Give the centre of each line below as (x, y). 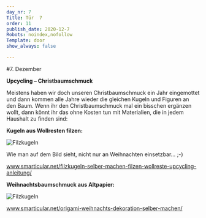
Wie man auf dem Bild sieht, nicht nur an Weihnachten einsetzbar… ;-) (95, 154)
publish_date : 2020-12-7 (38, 29)
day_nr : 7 (19, 12)
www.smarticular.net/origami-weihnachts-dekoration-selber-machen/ (94, 208)
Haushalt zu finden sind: (37, 118)
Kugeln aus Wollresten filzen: (44, 130)
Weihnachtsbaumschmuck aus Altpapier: (60, 184)
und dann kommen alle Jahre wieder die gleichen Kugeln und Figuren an (98, 99)
